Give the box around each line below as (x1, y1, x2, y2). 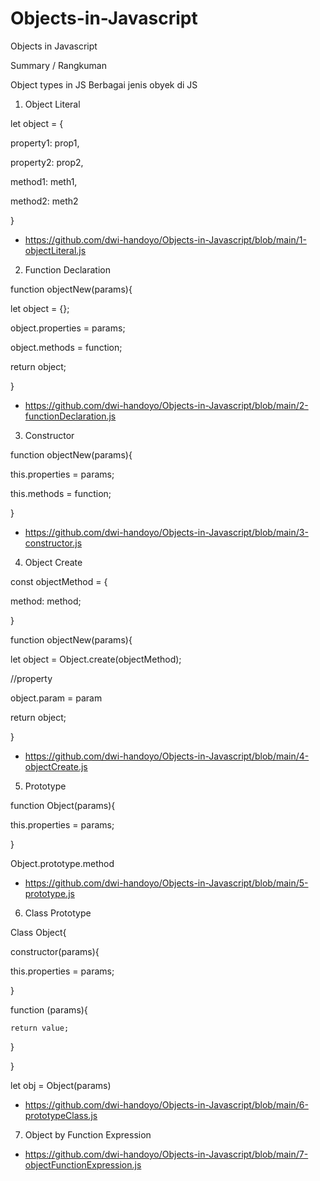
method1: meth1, (10, 175, 78, 187)
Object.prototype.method (10, 857, 115, 869)
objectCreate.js (24, 760, 88, 772)
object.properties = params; (10, 322, 126, 334)
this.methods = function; (10, 487, 112, 499)
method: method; (10, 595, 82, 607)
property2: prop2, (10, 156, 84, 168)
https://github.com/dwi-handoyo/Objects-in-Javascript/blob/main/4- (24, 750, 310, 762)
